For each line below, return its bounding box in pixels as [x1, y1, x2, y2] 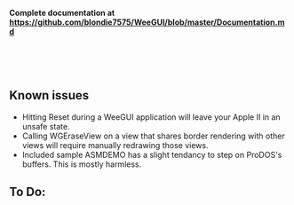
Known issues [9, 88, 90, 103]
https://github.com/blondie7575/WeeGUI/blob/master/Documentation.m [9, 17, 286, 28]
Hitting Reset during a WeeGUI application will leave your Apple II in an [21, 111, 282, 122]
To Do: [9, 185, 46, 200]
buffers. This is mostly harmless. [21, 159, 142, 170]
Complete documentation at [9, 8, 115, 18]
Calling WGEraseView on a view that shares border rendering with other [21, 130, 286, 141]
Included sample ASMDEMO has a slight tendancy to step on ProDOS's [21, 149, 282, 160]
